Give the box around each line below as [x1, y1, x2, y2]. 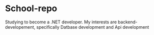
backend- [117, 19, 138, 25]
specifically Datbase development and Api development [36, 24, 150, 30]
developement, [5, 24, 36, 30]
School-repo [5, 3, 57, 14]
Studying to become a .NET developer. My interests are [5, 19, 117, 25]
